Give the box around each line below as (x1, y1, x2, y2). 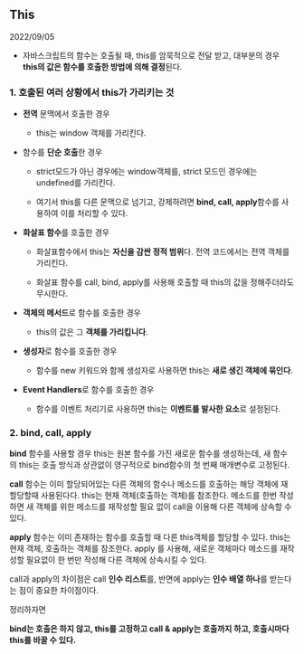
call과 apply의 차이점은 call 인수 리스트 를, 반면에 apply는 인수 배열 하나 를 (9, 573, 269, 584)
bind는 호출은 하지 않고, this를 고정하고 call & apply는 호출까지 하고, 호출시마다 (9, 623, 290, 634)
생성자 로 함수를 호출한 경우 (22, 346, 118, 356)
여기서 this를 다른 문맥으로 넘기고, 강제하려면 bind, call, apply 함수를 (35, 196, 280, 207)
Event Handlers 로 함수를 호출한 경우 (22, 384, 155, 395)
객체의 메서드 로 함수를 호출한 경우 (22, 308, 142, 318)
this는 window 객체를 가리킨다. (35, 128, 147, 138)
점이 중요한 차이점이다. (18, 585, 100, 596)
